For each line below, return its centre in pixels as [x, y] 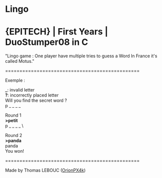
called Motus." [20, 61]
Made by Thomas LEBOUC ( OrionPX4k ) [45, 170]
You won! [15, 151]
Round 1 [13, 115]
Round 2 [14, 135]
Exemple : [15, 81]
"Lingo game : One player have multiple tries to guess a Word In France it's [81, 56]
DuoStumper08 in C [47, 42]
